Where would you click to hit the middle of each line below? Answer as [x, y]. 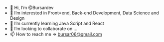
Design [17, 18]
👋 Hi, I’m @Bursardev [32, 8]
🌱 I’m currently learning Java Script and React [57, 23]
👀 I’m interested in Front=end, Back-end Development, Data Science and [84, 13]
